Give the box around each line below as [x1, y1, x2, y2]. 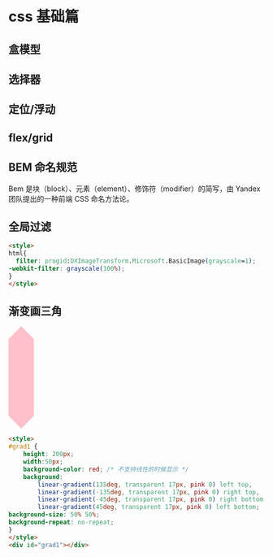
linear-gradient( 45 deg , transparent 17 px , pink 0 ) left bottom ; [37, 503, 260, 511]
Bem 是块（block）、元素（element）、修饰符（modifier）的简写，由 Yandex [8, 184, 261, 194]
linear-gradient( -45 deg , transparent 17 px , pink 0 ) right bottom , [37, 495, 267, 504]
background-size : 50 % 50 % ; [8, 511, 100, 519]
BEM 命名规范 [8, 160, 78, 175]
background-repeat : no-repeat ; [8, 518, 115, 527]
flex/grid [8, 131, 54, 145]
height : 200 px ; [23, 450, 75, 459]
